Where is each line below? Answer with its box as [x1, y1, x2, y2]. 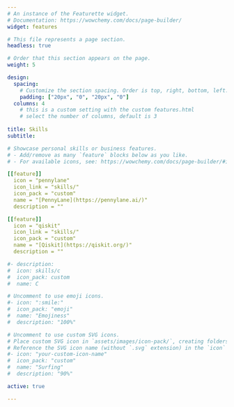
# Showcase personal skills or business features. [7, 145, 157, 152]
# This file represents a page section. [7, 36, 127, 43]
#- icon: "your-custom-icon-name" [7, 350, 108, 358]
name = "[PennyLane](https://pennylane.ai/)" [13, 196, 148, 203]
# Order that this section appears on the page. [7, 55, 151, 62]
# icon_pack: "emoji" [7, 306, 73, 313]
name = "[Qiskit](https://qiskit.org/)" [13, 242, 132, 249]
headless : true [7, 43, 52, 50]
